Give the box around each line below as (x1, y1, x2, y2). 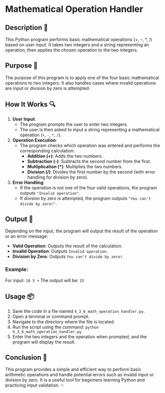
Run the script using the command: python (12, 324, 99, 330)
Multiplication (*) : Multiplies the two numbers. (27, 163, 123, 170)
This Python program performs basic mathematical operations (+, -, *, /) (5, 36, 153, 42)
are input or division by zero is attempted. (5, 85, 90, 91)
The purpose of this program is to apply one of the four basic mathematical (5, 75, 159, 81)
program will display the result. (12, 339, 76, 345)
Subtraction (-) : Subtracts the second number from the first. (27, 158, 152, 164)
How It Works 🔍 (5, 100, 56, 109)
